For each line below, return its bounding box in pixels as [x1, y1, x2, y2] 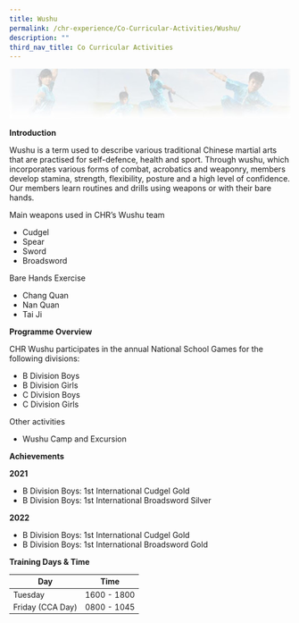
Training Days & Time [9, 556, 90, 567]
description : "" [9, 33, 70, 42]
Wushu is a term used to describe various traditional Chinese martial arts [9, 144, 278, 156]
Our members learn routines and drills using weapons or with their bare [9, 182, 272, 193]
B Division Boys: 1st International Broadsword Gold [21, 539, 208, 550]
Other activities [9, 416, 65, 426]
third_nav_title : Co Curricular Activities [9, 43, 174, 52]
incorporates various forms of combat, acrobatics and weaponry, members [9, 164, 286, 174]
